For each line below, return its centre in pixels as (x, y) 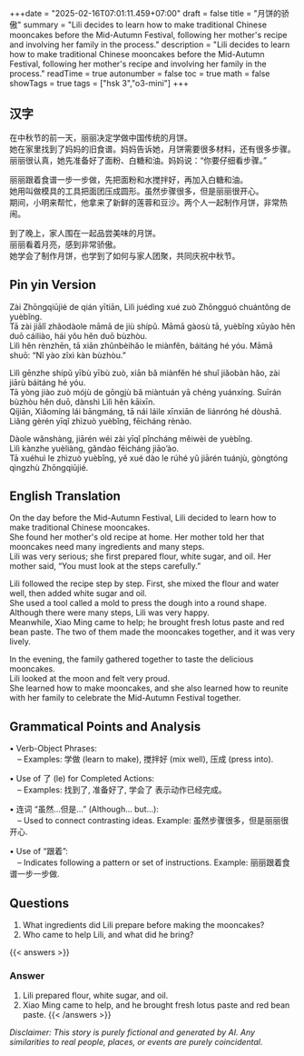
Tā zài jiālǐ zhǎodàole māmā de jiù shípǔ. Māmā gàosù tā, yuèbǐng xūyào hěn (152, 326)
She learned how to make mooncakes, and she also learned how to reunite (149, 688)
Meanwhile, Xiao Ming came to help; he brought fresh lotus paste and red (147, 623)
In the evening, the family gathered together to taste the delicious (132, 659)
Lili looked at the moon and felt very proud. (90, 679)
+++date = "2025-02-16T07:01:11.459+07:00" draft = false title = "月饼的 (145, 13)
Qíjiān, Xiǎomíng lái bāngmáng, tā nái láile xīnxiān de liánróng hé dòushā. (146, 411)
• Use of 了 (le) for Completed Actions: (82, 779)
